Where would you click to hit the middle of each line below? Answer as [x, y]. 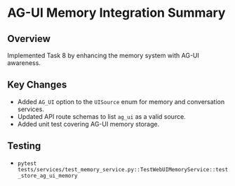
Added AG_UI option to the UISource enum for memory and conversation [121, 101]
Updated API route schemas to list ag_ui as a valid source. [101, 116]
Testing [24, 146]
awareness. [24, 63]
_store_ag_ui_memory [47, 176]
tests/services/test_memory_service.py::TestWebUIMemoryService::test [123, 169]
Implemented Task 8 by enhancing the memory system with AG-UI [103, 55]
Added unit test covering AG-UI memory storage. [88, 124]
